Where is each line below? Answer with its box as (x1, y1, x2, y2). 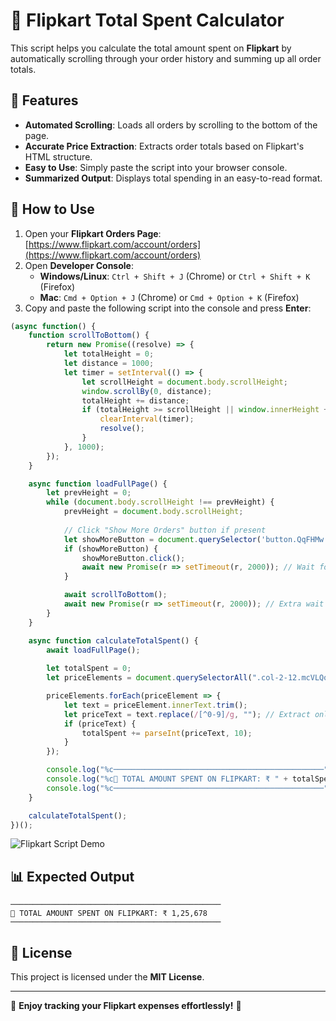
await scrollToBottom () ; (63, 590, 168, 600)
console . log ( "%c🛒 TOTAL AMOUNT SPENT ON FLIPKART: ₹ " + (46, 774, 288, 784)
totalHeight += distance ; (81, 395, 190, 406)
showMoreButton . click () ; (81, 553, 186, 563)
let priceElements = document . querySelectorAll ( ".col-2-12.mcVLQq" (46, 673, 333, 683)
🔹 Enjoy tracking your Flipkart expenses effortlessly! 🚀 (10, 1000, 242, 1012)
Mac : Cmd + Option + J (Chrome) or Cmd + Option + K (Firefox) (39, 291, 300, 303)
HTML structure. (24, 150, 93, 163)
